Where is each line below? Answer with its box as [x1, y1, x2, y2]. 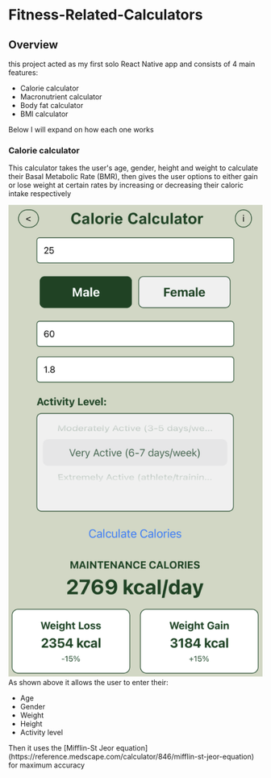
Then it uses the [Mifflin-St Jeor [8, 743, 115, 753]
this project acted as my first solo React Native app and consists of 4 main [8, 59, 256, 69]
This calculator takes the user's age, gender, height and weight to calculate [8, 163, 258, 173]
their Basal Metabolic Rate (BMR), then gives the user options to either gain [8, 172, 258, 182]
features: [8, 68, 39, 77]
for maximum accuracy [8, 760, 85, 770]
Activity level [19, 728, 63, 738]
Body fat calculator [19, 101, 84, 110]
